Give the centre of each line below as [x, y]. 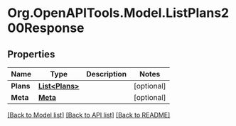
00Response [46, 28]
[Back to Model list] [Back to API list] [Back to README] [89, 115]
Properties [31, 54]
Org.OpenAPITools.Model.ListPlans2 [118, 13]
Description [106, 74]
